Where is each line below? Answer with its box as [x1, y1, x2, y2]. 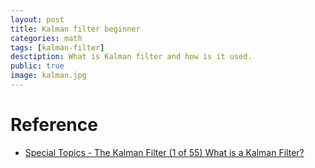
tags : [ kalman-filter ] [10, 42, 105, 53]
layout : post [10, 14, 65, 25]
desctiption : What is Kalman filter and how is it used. [10, 52, 253, 62]
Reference [10, 114, 98, 136]
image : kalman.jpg [10, 71, 87, 81]
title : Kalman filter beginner [10, 24, 141, 34]
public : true [10, 61, 65, 71]
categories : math [10, 33, 83, 43]
